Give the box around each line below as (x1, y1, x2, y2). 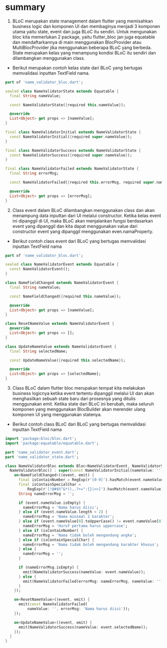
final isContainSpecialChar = (18, 482, 81, 487)
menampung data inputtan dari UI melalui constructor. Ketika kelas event (12, 213, 162, 218)
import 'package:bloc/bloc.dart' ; (5, 436, 77, 441)
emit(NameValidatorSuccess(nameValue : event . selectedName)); (18, 625, 148, 630)
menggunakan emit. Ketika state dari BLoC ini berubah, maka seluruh (12, 401, 154, 407)
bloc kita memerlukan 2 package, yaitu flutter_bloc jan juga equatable (12, 34, 156, 40)
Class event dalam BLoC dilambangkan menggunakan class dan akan (12, 207, 155, 213)
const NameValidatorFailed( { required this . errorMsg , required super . (9, 180, 157, 185)
